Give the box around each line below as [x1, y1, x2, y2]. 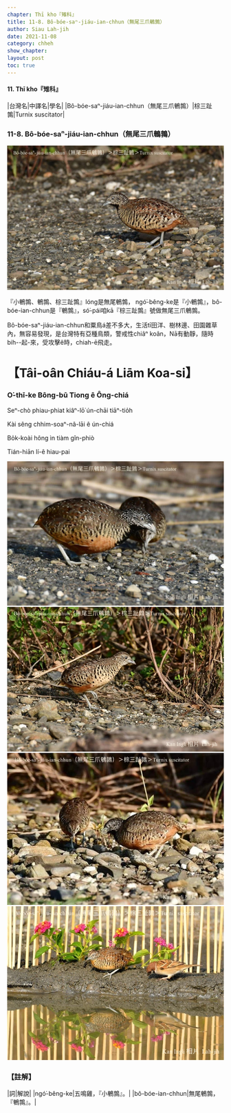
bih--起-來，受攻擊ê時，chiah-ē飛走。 [7, 338, 116, 347]
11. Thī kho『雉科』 [7, 85, 62, 93]
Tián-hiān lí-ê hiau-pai [7, 447, 70, 456]
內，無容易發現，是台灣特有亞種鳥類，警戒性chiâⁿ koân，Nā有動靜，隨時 [7, 329, 214, 338]
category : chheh [7, 40, 54, 48]
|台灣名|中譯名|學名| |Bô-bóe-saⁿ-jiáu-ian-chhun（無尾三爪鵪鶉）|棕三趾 [7, 101, 213, 110]
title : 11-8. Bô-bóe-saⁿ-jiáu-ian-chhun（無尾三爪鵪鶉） [7, 18, 166, 25]
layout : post [7, 55, 45, 62]
